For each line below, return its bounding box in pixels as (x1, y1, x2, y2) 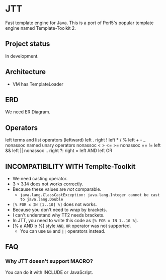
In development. (5, 53, 39, 59)
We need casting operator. (12, 176, 68, 181)
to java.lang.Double (20, 197, 63, 202)
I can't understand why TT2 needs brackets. (12, 212, 105, 218)
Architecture (5, 67, 46, 76)
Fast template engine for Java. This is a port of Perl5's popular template (5, 20, 154, 26)
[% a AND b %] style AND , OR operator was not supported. (12, 223, 131, 229)
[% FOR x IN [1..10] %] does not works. (12, 201, 97, 207)
